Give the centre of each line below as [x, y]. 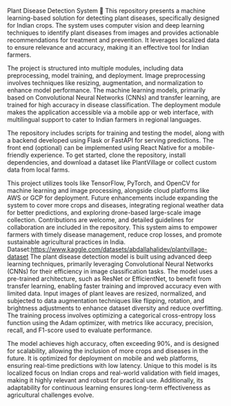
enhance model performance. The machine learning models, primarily [106, 90]
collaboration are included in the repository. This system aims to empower [112, 227]
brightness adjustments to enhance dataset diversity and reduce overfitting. [115, 308]
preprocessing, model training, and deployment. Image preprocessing [106, 75]
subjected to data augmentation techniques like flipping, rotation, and [106, 301]
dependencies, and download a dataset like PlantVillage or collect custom [112, 162]
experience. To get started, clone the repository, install [108, 155]
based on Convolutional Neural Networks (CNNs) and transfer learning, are [114, 98]
